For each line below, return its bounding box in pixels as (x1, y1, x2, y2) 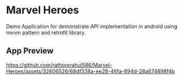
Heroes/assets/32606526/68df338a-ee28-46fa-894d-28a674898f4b (6, 68, 175, 75)
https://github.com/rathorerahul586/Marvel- (6, 61, 112, 68)
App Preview (6, 46, 54, 56)
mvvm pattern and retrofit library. (6, 29, 86, 36)
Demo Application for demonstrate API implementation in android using (6, 23, 178, 30)
